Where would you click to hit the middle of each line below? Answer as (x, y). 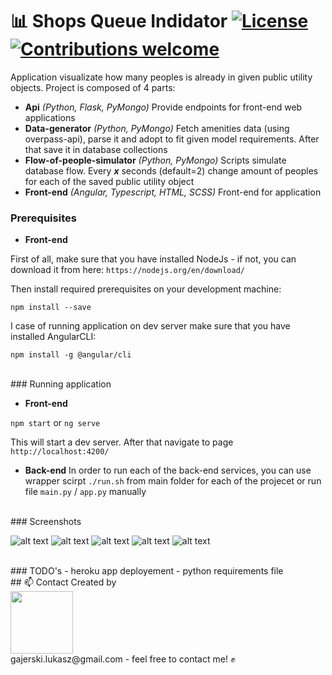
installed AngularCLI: (53, 337)
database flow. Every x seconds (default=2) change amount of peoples (171, 170)
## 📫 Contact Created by (63, 582)
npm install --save (51, 308)
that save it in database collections (96, 149)
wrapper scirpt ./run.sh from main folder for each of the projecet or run (173, 481)
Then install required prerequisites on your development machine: (146, 289)
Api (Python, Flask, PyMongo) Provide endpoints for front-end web (163, 107)
